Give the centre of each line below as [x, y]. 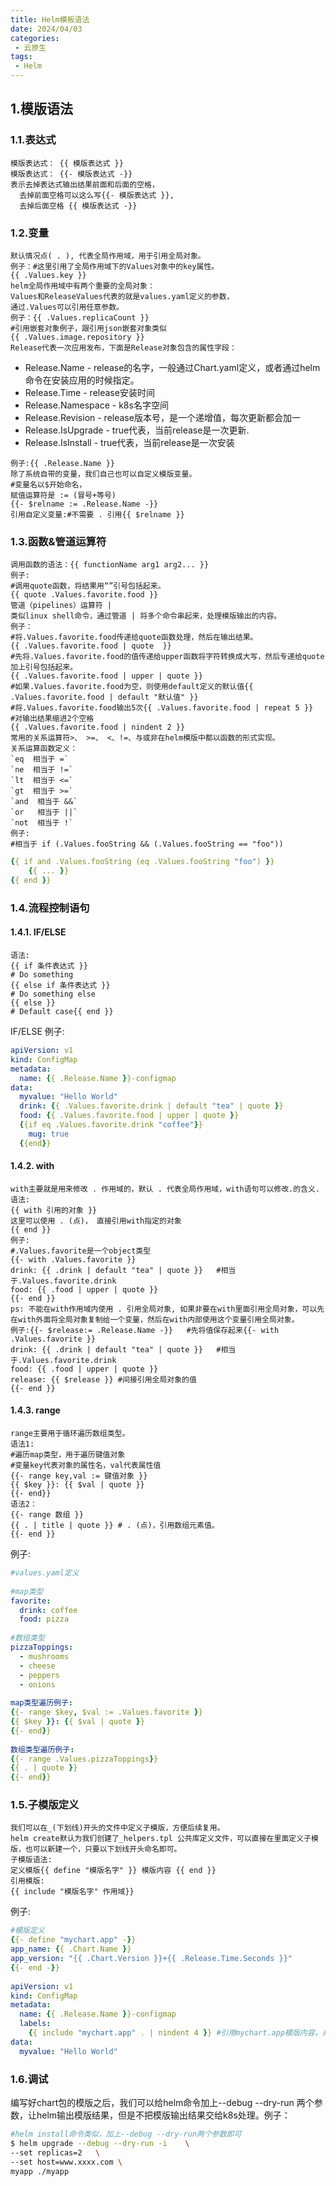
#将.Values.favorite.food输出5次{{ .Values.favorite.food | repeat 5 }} [162, 708]
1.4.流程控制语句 [50, 908]
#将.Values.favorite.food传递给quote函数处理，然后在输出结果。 [134, 637]
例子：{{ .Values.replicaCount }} [80, 317]
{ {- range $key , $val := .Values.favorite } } [106, 1712]
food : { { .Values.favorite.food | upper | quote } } [129, 1116]
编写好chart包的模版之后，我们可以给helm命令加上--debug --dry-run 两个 [162, 2103]
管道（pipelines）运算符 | [61, 606]
